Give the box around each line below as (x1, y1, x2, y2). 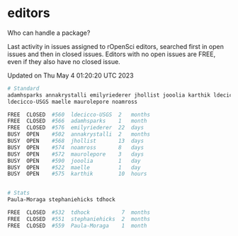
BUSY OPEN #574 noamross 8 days (7, 144, 144, 151)
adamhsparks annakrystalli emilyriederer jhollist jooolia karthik (7, 91, 211, 99)
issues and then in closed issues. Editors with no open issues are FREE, (7, 50, 216, 58)
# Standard (7, 85, 40, 92)
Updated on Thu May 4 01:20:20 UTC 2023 (7, 71, 134, 80)
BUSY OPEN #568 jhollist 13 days (7, 137, 144, 145)
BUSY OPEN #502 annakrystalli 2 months (7, 131, 151, 138)
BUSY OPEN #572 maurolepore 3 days (7, 151, 144, 158)
